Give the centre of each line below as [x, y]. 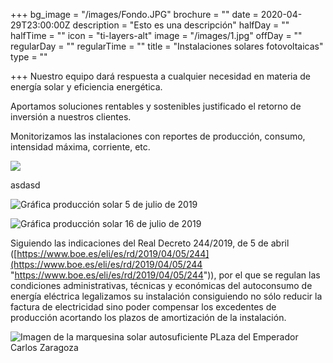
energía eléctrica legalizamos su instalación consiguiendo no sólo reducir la [166, 296]
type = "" [29, 57]
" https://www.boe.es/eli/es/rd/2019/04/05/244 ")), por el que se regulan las [165, 275]
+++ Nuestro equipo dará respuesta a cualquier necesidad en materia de [160, 76]
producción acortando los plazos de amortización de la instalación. [148, 317]
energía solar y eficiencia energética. [86, 87]
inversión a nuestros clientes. [71, 117]
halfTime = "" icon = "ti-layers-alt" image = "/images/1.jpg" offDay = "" [156, 35]
